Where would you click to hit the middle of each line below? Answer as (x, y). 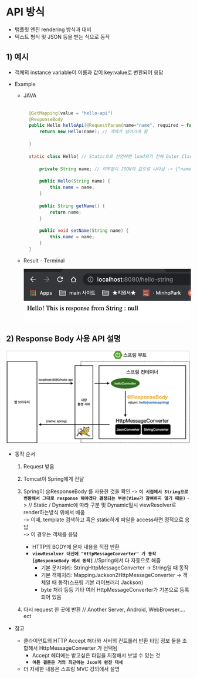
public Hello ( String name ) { (74, 181)
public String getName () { (72, 206)
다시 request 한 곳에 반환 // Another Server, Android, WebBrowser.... (104, 610)
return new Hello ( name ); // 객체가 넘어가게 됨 (93, 132)
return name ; (66, 212)
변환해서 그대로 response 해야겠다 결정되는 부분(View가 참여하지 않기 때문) (104, 499)
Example (25, 84)
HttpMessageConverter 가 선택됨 (78, 648)
